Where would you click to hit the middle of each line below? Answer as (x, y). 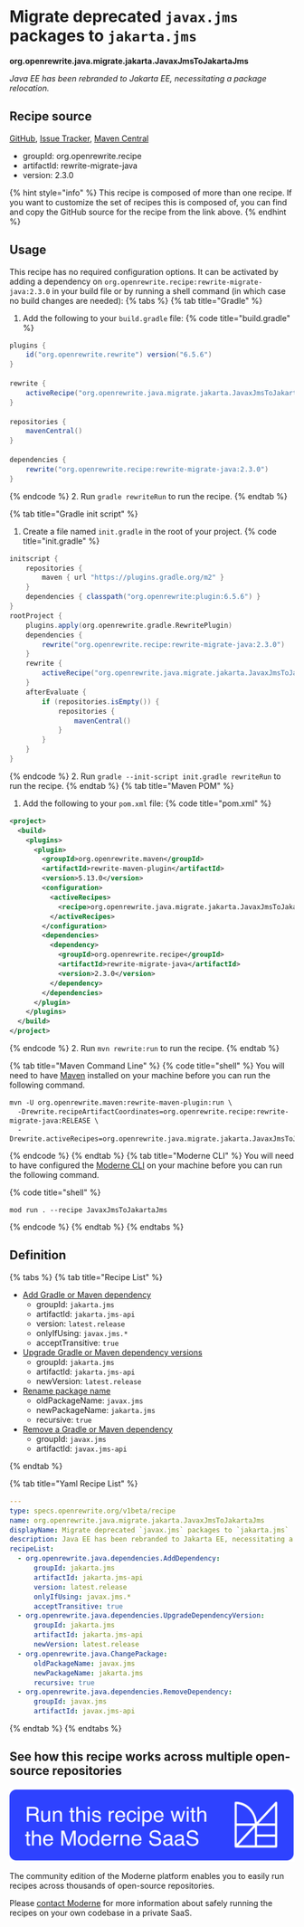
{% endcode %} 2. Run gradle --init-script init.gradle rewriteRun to (145, 776)
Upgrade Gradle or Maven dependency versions (112, 1352)
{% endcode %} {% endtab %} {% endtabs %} (96, 1227)
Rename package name (66, 1391)
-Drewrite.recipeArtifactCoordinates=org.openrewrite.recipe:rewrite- (153, 1112)
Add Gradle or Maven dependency (87, 1295)
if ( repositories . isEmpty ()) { (101, 702)
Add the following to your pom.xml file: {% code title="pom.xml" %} (147, 803)
